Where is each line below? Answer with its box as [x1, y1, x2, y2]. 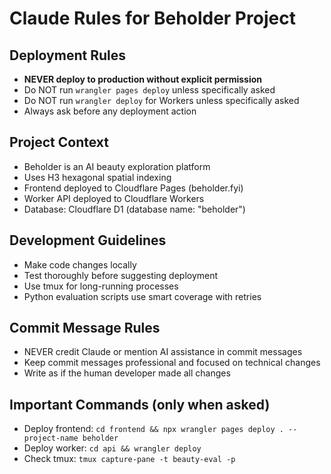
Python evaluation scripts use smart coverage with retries [23, 290, 262, 302]
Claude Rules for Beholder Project [9, 7, 296, 30]
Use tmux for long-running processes [23, 280, 179, 292]
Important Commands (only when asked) [9, 396, 271, 413]
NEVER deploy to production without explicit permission [23, 73, 262, 85]
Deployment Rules [9, 47, 126, 64]
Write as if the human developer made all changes [23, 367, 231, 379]
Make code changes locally [23, 258, 137, 271]
